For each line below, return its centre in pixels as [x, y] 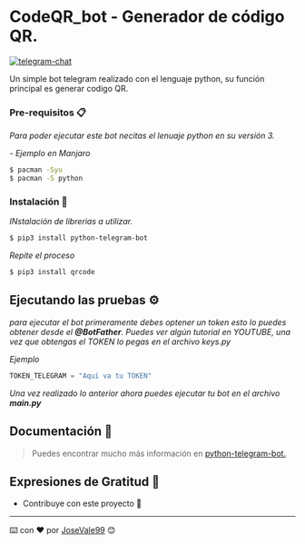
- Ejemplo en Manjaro [50, 153]
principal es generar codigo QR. [69, 88]
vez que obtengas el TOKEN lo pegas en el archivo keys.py [120, 341]
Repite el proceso [42, 255]
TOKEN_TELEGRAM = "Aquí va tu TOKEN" [81, 376]
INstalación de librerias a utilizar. [71, 222]
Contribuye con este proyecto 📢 [82, 504]
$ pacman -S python [46, 179]
